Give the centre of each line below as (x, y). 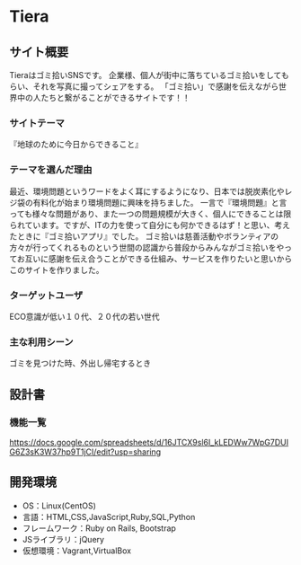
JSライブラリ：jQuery (63, 539)
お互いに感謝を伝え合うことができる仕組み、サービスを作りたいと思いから (155, 259)
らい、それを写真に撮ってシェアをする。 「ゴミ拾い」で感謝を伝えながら (144, 86)
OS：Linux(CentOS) (59, 506)
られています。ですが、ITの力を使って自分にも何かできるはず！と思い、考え (150, 225)
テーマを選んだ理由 (51, 170)
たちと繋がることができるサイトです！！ (115, 97)
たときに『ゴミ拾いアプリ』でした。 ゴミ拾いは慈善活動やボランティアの (144, 236)
